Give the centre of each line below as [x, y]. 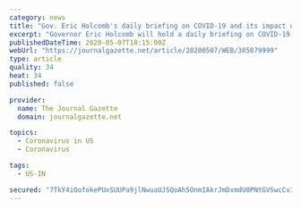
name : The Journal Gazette [68, 108]
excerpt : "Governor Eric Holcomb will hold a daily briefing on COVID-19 [150, 34]
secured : [26, 190]
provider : [28, 100]
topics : [24, 133]
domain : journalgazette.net [70, 117]
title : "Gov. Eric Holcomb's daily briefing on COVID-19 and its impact [148, 26]
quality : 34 [31, 68]
